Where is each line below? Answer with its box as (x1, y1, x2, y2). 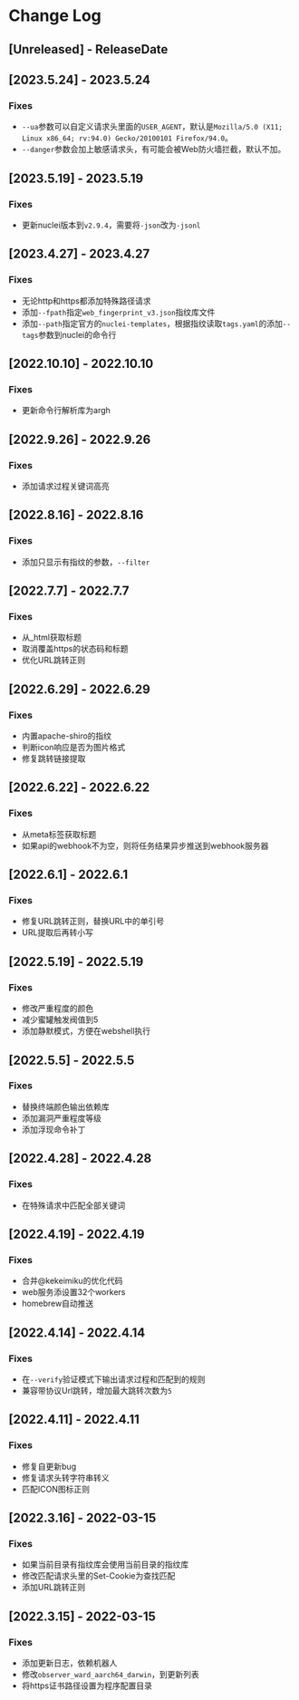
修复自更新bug (21, 1461, 77, 1472)
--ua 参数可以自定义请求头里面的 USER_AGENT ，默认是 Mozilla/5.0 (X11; (21, 121, 283, 132)
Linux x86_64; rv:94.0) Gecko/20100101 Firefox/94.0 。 (21, 132, 233, 143)
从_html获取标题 (21, 632, 82, 643)
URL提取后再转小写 (21, 927, 94, 938)
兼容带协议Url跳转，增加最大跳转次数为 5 (21, 1385, 173, 1396)
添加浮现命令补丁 (21, 1124, 86, 1135)
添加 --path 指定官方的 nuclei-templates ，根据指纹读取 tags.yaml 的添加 (21, 318, 283, 329)
